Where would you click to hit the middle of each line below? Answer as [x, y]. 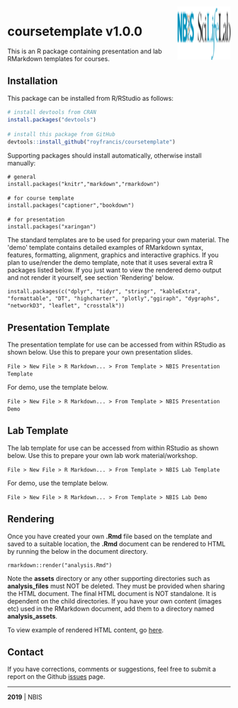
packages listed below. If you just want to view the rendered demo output [114, 270]
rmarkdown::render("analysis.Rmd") [60, 565]
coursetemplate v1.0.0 [75, 32]
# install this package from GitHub [61, 135]
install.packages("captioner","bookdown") [71, 206]
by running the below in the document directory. [78, 551]
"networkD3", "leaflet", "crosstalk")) [66, 306]
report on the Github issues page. [56, 677]
